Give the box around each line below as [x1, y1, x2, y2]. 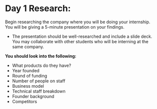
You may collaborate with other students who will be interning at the [12, 38, 149, 44]
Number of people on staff [12, 78, 66, 84]
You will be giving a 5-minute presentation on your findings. [5, 24, 125, 30]
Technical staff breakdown [12, 88, 66, 94]
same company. [12, 44, 44, 49]
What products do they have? [12, 62, 71, 68]
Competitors [12, 98, 37, 104]
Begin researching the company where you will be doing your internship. [5, 19, 151, 25]
